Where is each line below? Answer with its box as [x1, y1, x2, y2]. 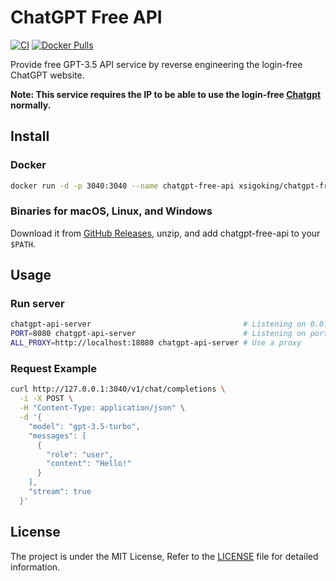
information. [10, 561, 61, 573]
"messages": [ [28, 431, 87, 441]
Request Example [10, 362, 97, 376]
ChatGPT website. [10, 69, 85, 81]
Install [10, 128, 50, 145]
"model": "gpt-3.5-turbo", [28, 421, 141, 431]
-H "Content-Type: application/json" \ [19, 403, 186, 413]
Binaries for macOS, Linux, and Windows [10, 204, 213, 218]
